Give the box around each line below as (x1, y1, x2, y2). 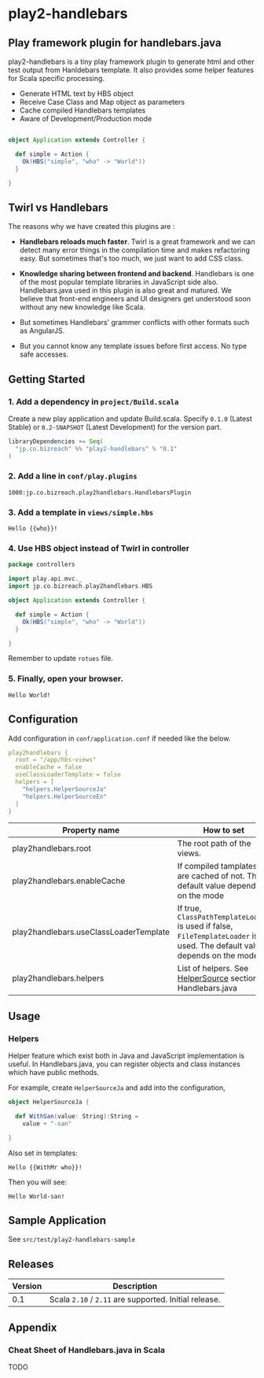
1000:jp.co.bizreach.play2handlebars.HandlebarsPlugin (8, 489, 192, 497)
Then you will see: (8, 1177, 68, 1187)
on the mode (177, 890, 224, 901)
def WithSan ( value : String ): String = (15, 1112, 139, 1120)
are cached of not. (177, 870, 245, 881)
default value (177, 881, 226, 892)
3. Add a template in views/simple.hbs (8, 507, 154, 518)
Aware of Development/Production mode (19, 114, 152, 123)
